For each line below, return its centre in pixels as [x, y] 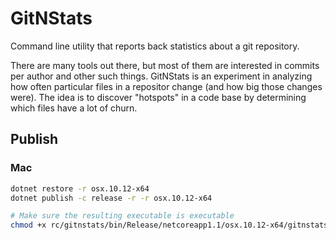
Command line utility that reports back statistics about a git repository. [155, 46]
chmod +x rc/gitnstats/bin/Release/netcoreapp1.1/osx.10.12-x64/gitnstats [169, 225]
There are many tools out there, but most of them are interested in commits [165, 65]
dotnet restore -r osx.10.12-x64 [80, 188]
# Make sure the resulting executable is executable [122, 216]
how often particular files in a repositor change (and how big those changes [166, 86]
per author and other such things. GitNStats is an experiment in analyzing [161, 76]
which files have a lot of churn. [74, 108]
